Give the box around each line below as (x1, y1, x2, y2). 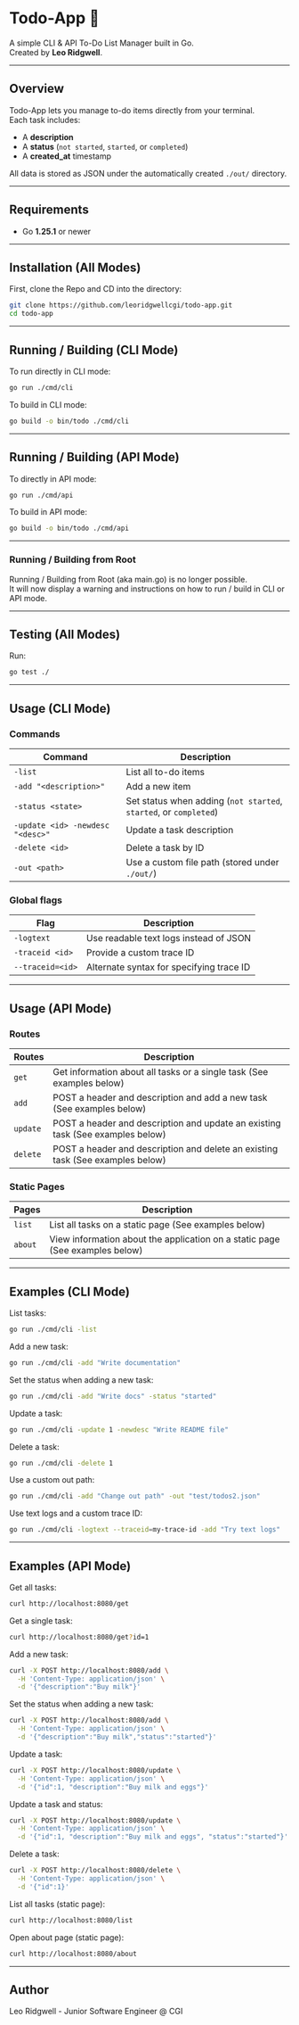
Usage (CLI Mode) (9, 700, 111, 716)
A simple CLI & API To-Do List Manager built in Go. (9, 37, 194, 48)
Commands (9, 727, 61, 740)
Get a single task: (9, 1615, 73, 1626)
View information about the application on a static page (49, 1233, 280, 1245)
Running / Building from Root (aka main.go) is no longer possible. (9, 574, 247, 584)
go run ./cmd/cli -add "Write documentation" (9, 1358, 181, 1368)
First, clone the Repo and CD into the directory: (9, 284, 182, 294)
